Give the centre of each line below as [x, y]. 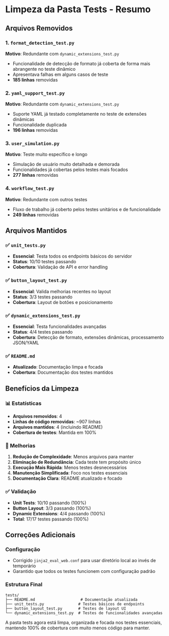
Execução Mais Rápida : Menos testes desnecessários [70, 467]
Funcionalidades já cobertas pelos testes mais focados [70, 170]
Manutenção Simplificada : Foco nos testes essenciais [70, 473]
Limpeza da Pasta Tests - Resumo [78, 9]
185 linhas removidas [35, 79]
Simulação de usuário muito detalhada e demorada [66, 164]
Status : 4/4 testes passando [43, 332]
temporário [24, 566]
